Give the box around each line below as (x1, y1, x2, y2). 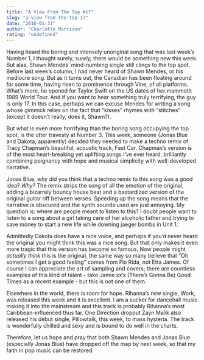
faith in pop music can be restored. (6, 347, 94, 354)
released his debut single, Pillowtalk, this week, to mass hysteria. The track (6, 316, 195, 323)
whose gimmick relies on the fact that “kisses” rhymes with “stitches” (6, 107, 181, 114)
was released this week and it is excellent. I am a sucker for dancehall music (6, 296, 198, 303)
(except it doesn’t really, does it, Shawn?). (6, 113, 111, 121)
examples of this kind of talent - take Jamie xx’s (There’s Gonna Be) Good (6, 272, 191, 279)
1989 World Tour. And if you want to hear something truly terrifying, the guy (6, 94, 196, 101)
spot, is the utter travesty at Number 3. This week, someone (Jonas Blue (6, 132, 188, 139)
